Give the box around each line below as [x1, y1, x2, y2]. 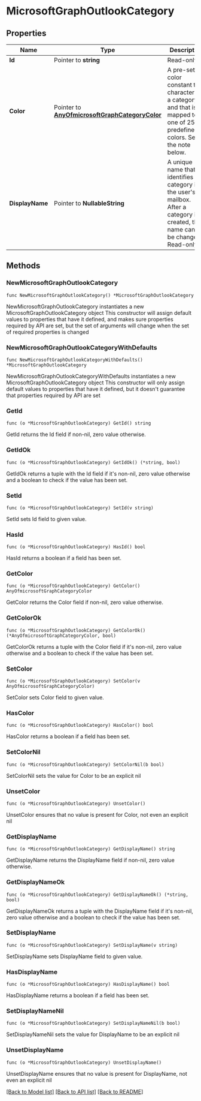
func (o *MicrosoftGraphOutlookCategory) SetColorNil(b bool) [6, 762, 165, 768]
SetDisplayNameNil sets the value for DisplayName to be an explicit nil [6, 1031, 179, 1038]
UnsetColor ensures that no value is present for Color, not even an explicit [6, 811, 188, 818]
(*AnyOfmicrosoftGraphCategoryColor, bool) [6, 633, 117, 639]
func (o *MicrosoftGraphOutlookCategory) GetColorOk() [6, 627, 146, 633]
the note [167, 141, 191, 149]
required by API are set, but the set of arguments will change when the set [6, 322, 190, 329]
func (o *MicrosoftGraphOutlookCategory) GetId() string [6, 420, 151, 426]
